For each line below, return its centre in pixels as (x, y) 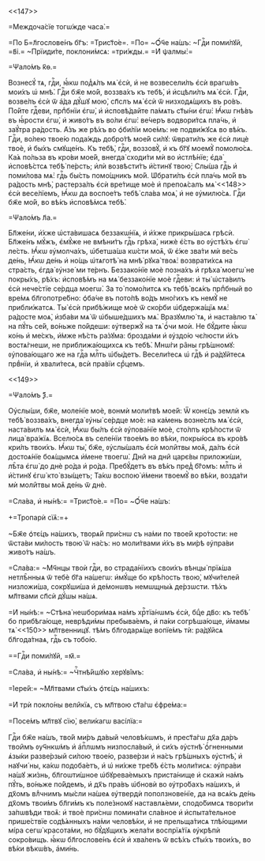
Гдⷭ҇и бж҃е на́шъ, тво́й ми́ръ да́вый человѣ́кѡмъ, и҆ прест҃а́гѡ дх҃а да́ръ (123, 737)
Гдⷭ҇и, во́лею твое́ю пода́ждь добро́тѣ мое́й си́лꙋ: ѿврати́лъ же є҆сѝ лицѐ (129, 139)
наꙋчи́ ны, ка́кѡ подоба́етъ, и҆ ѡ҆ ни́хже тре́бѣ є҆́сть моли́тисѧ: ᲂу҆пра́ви (125, 765)
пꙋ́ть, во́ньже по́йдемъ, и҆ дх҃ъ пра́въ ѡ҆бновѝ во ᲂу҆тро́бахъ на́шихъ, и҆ (124, 784)
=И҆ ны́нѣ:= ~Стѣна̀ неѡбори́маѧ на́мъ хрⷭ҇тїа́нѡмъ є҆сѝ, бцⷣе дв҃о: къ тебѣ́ (128, 612)
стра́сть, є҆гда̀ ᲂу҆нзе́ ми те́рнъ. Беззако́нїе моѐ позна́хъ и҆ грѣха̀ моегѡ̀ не (131, 270)
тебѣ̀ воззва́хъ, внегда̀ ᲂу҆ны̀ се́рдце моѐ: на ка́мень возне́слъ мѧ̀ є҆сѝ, (126, 420)
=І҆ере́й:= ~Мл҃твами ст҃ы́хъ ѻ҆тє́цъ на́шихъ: (79, 688)
